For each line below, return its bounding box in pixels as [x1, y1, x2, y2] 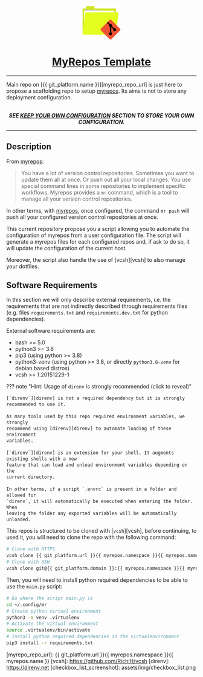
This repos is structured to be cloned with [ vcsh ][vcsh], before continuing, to [6, 527, 197, 535]
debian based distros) [14, 365, 70, 372]
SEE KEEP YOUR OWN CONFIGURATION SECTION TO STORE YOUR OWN [8, 112, 195, 119]
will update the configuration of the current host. [6, 244, 127, 252]
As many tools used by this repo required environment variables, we [6, 413, 185, 420]
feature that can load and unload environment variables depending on [6, 462, 188, 469]
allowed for [6, 492, 36, 499]
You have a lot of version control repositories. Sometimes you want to [21, 169, 195, 176]
